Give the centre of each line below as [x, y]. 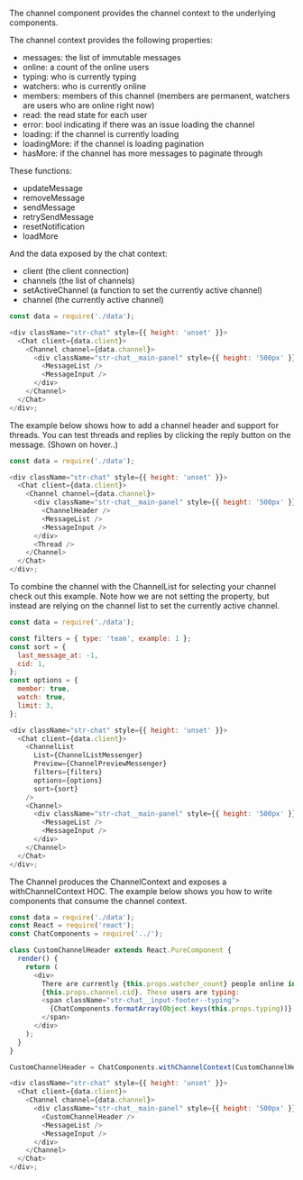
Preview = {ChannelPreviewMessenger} [100, 764]
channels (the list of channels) [78, 280]
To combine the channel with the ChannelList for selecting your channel [143, 586]
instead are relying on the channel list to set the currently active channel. [144, 606]
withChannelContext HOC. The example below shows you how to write [141, 891]
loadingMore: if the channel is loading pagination [113, 144]
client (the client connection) [76, 271]
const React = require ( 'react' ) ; [72, 926]
